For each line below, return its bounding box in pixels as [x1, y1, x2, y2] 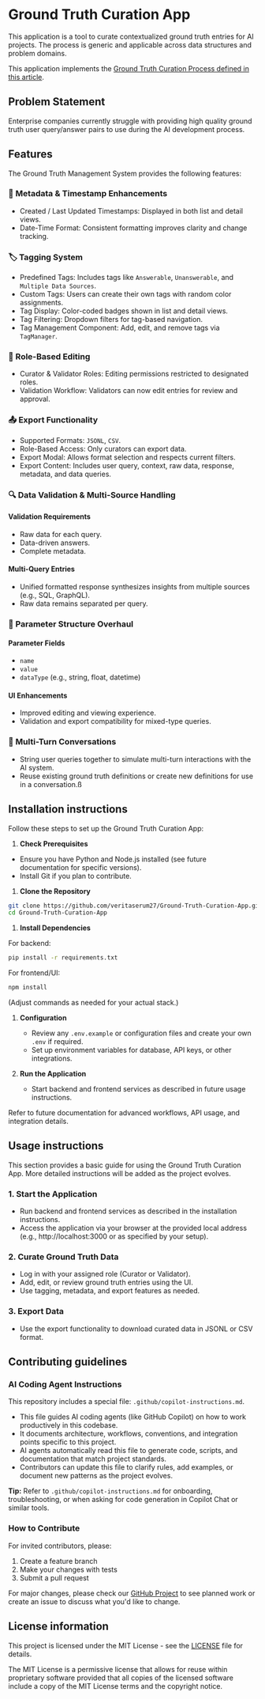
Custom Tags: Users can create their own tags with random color [19, 289, 232, 299]
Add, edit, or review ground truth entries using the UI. [19, 1277, 193, 1287]
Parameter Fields [8, 638, 65, 648]
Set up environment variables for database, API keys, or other [31, 1046, 232, 1055]
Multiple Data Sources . [19, 281, 97, 290]
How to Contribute [8, 1523, 80, 1534]
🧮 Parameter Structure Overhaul [8, 619, 134, 630]
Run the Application [19, 1069, 87, 1079]
